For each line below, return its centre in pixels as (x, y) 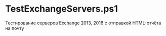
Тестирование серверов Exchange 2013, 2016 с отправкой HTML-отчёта (83, 23)
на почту (15, 28)
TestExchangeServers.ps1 (61, 9)
